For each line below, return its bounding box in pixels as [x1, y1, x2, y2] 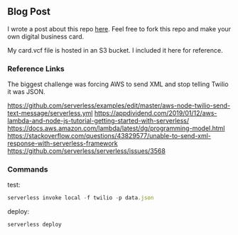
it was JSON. [7, 88, 45, 96]
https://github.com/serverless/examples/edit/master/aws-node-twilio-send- [7, 101, 231, 110]
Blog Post [7, 6, 51, 18]
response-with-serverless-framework [7, 139, 119, 148]
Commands [7, 164, 48, 174]
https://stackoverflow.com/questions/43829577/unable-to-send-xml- [7, 132, 212, 140]
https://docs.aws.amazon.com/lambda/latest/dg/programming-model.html [7, 124, 225, 132]
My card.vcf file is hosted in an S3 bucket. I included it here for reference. [7, 46, 223, 54]
